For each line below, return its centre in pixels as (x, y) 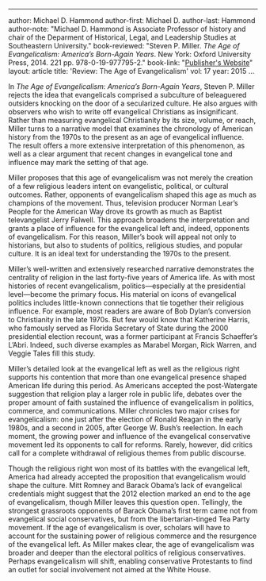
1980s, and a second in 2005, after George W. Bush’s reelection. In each (126, 428)
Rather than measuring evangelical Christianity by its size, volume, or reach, (132, 120)
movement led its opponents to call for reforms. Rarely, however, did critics (131, 444)
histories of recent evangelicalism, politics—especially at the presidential (127, 286)
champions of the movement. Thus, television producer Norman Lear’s (123, 203)
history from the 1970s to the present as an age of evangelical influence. (126, 137)
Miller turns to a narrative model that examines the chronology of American (131, 129)
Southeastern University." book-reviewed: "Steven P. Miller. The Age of (124, 46)
